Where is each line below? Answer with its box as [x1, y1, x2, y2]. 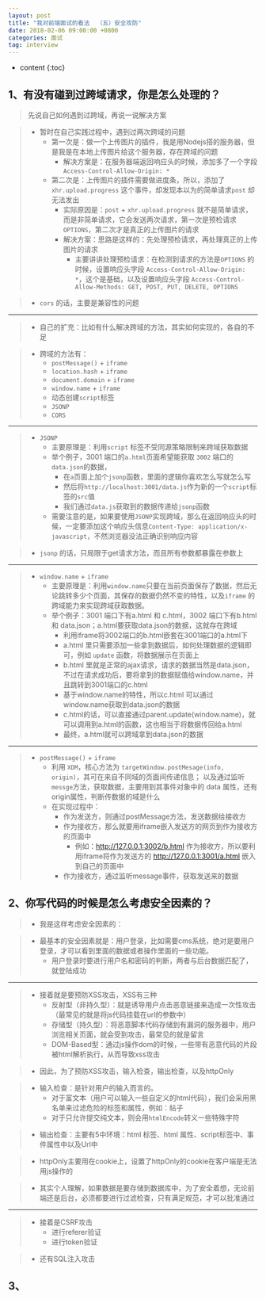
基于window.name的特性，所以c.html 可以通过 [63, 690, 214, 699]
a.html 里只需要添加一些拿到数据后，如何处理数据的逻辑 [63, 640, 245, 650]
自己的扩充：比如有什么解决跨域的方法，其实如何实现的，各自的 [39, 322, 248, 331]
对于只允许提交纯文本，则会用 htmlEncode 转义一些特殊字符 [51, 1113, 240, 1122]
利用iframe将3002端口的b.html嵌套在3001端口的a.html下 [63, 630, 248, 640]
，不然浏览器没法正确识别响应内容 [86, 531, 198, 541]
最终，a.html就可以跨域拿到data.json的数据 [63, 729, 204, 739]
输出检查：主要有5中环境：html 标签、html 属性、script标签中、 [39, 1129, 248, 1139]
